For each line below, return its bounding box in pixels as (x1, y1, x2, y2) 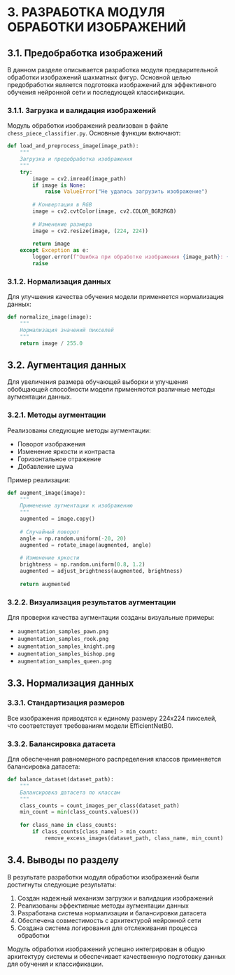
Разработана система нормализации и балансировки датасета (17, 908, 207, 917)
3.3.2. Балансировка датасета (7, 738, 116, 748)
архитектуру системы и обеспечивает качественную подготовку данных (7, 952, 226, 960)
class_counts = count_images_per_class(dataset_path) (20, 802, 180, 809)
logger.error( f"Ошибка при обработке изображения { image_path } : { (32, 253, 230, 260)
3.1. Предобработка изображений (7, 47, 163, 59)
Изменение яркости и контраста (17, 447, 115, 456)
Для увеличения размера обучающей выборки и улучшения (7, 378, 189, 386)
